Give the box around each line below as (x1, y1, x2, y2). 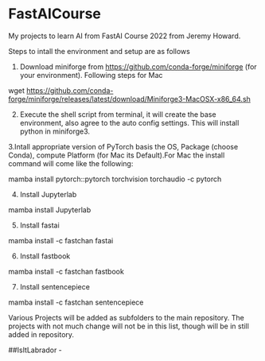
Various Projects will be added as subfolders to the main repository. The (8, 312, 244, 322)
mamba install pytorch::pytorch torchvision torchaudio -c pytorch (8, 174, 222, 184)
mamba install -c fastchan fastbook (8, 266, 125, 276)
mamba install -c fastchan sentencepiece (8, 297, 144, 307)
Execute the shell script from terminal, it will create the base (19, 109, 216, 119)
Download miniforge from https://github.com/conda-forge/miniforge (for (19, 61, 257, 72)
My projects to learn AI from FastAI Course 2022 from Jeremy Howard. (8, 31, 241, 41)
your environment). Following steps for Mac (19, 70, 163, 80)
